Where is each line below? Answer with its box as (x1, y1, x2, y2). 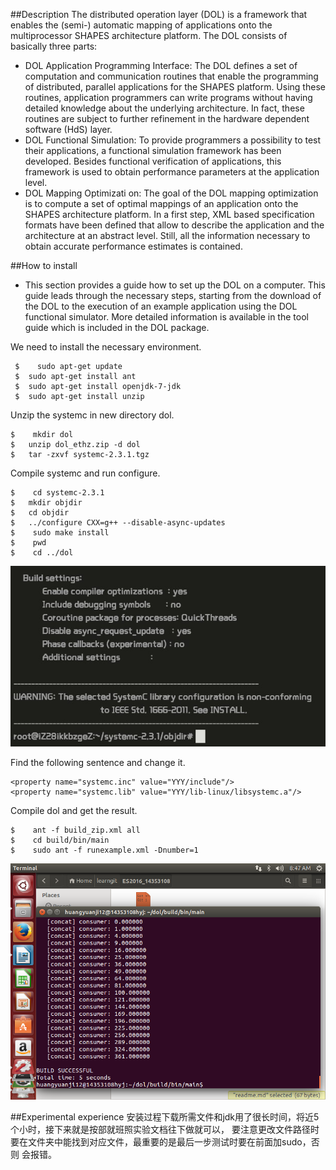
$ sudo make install (10, 528, 110, 538)
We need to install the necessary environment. (10, 341, 202, 353)
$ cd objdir (10, 508, 70, 518)
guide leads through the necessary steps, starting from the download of (24, 290, 322, 301)
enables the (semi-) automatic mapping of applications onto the (10, 19, 273, 31)
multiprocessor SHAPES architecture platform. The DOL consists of (10, 30, 288, 41)
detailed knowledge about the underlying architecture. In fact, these (24, 102, 305, 114)
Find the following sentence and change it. (10, 756, 186, 768)
